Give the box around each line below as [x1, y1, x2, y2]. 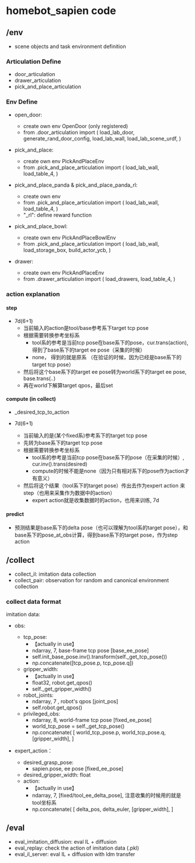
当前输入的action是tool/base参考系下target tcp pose [23, 324, 149, 331]
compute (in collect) [6, 396, 57, 403]
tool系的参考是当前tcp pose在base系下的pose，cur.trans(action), [32, 339, 189, 346]
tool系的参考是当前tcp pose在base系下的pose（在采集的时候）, [32, 453, 185, 460]
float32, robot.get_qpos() [32, 679, 92, 686]
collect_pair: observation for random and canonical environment [14, 576, 169, 583]
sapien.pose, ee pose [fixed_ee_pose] [32, 765, 124, 772]
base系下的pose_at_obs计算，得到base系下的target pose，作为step [14, 531, 178, 539]
